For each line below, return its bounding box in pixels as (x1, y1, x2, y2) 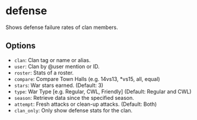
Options (5, 41, 36, 51)
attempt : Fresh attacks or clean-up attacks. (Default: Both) (14, 100, 157, 108)
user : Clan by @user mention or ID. (14, 63, 100, 70)
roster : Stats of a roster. (14, 69, 74, 76)
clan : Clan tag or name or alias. (14, 56, 91, 63)
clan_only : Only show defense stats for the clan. (14, 106, 133, 113)
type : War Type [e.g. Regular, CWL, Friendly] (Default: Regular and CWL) (14, 87, 192, 95)
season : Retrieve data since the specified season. (14, 94, 135, 101)
